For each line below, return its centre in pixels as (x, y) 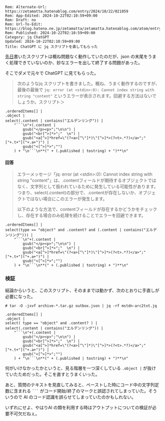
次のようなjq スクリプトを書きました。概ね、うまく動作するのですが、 (88, 83)
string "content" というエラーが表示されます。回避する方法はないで (87, 96)
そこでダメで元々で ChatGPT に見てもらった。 (52, 73)
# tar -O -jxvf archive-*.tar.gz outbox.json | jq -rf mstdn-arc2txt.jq (81, 306)
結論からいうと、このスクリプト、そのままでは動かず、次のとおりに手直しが (82, 290)
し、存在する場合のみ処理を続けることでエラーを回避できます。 (81, 215)
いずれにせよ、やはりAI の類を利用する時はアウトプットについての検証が (79, 407)
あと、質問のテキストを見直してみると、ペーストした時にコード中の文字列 (80, 385)
